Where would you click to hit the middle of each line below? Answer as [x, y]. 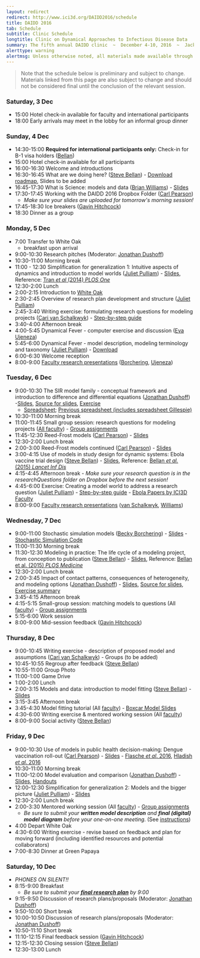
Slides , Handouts [36, 781]
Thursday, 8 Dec [31, 638]
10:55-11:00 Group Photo [45, 670]
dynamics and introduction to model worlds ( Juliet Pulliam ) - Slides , [98, 273]
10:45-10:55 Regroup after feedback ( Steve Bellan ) [77, 664]
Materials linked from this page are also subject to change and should [106, 80]
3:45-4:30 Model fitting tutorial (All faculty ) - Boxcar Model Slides [96, 708]
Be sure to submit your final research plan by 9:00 [86, 892]
